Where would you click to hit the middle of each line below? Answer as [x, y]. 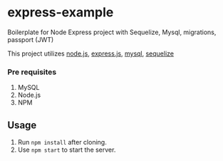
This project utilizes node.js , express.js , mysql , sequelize [91, 53]
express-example [61, 12]
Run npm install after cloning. [62, 142]
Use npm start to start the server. [67, 150]
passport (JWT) [31, 39]
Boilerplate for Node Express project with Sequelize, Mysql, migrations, [112, 32]
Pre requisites [32, 72]
